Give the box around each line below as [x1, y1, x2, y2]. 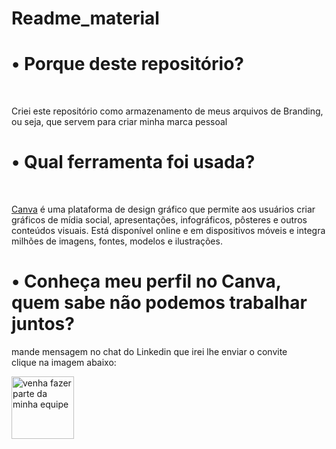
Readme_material [11, 7, 160, 30]
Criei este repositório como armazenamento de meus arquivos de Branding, [11, 105, 324, 117]
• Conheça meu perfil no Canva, [11, 270, 282, 293]
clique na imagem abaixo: [11, 357, 117, 368]
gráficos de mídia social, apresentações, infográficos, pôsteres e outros [11, 214, 308, 226]
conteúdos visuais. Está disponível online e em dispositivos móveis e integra [11, 225, 326, 237]
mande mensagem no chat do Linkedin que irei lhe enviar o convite [11, 346, 288, 357]
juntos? [11, 313, 75, 336]
